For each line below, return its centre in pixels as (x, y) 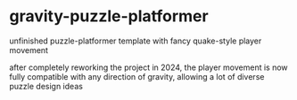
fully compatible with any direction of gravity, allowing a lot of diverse (137, 76)
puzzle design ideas (46, 86)
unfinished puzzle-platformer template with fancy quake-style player (136, 41)
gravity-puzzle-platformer (109, 16)
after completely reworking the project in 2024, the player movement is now (148, 67)
